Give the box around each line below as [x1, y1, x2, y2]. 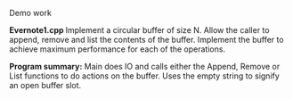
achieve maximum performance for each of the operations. [9, 44, 225, 54]
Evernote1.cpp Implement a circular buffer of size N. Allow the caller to [9, 25, 270, 35]
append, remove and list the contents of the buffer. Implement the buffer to [9, 35, 284, 45]
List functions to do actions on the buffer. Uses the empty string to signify [9, 70, 281, 81]
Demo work [9, 8, 52, 18]
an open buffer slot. [9, 80, 82, 90]
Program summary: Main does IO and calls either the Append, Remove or [9, 62, 281, 71]
